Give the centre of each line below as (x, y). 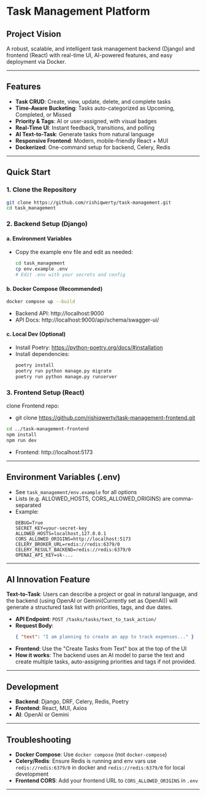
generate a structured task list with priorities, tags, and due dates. (90, 607)
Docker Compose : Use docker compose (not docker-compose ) (91, 754)
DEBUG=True (29, 523)
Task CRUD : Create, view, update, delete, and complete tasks (93, 101)
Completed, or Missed (43, 114)
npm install (21, 435)
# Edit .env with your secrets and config (70, 275)
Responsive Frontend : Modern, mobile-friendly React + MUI (92, 141)
